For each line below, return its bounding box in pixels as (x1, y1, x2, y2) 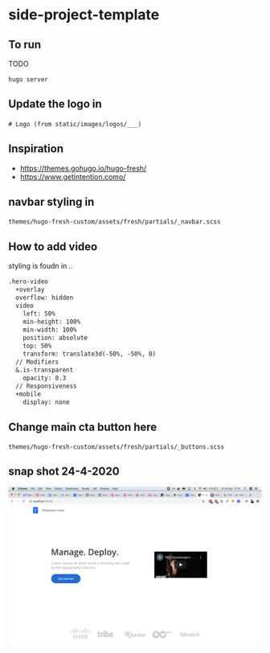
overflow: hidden (15, 294, 74, 302)
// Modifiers (15, 358, 59, 367)
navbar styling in (8, 195, 95, 209)
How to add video (8, 240, 98, 253)
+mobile (15, 390, 42, 399)
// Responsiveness (15, 382, 78, 391)
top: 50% (22, 342, 52, 351)
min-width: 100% (22, 326, 78, 335)
